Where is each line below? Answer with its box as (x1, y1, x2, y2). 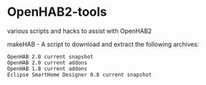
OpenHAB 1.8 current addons (7, 65, 88, 72)
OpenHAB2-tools (7, 4, 108, 20)
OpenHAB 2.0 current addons (7, 59, 88, 66)
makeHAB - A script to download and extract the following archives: (7, 40, 199, 48)
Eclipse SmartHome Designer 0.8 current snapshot (7, 71, 152, 78)
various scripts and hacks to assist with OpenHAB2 (7, 27, 152, 35)
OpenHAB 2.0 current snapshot (7, 53, 94, 60)
